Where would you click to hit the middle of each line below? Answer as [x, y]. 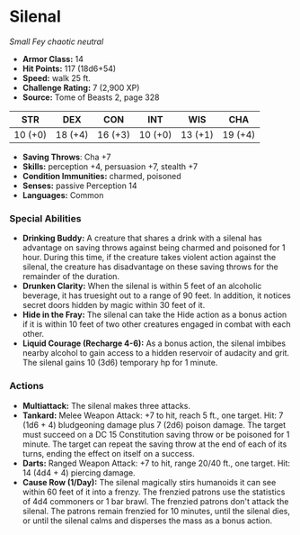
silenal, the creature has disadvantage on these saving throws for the [150, 267]
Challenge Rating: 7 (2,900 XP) [81, 87]
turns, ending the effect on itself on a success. [108, 453]
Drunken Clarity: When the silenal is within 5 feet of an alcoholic [142, 286]
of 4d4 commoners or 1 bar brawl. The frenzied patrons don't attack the [155, 501]
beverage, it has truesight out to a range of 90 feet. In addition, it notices [157, 295]
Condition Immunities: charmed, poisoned [101, 176]
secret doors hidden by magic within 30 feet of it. [114, 305]
